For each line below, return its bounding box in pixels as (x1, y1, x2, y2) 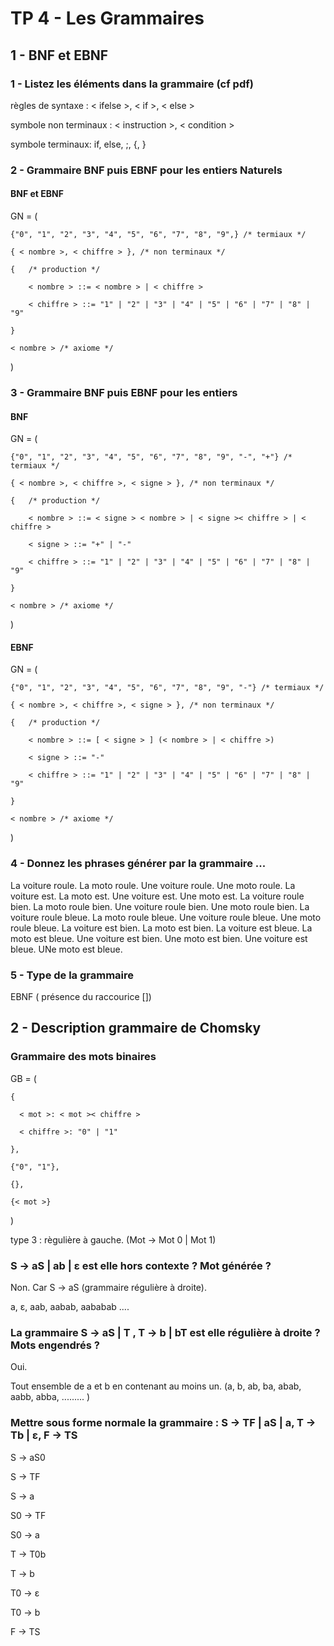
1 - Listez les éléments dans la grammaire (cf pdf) (10, 77, 254, 91)
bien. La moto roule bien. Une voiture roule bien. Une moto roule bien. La (10, 900, 310, 912)
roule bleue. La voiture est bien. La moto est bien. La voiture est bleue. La (10, 922, 313, 934)
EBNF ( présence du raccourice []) (10, 990, 152, 1002)
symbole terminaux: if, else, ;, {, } (10, 138, 147, 150)
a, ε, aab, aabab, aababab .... (10, 1300, 130, 1312)
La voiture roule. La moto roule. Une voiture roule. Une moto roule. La (10, 879, 296, 891)
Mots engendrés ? (10, 1338, 100, 1352)
